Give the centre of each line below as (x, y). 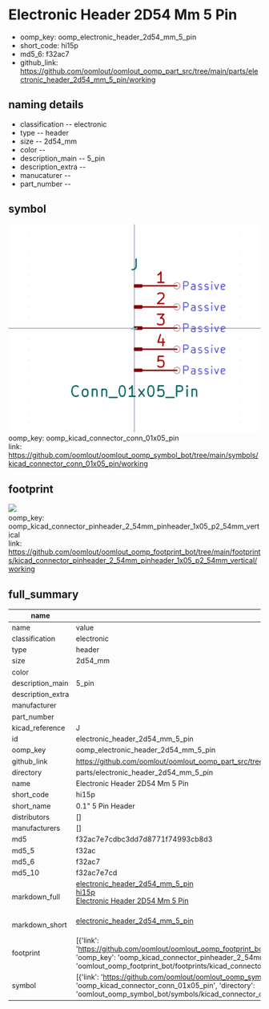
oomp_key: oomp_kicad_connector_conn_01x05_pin (94, 438)
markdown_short (39, 925)
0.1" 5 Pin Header (105, 806)
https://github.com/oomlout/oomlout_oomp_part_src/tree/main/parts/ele (139, 71)
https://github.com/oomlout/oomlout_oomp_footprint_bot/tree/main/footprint (134, 552)
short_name (31, 806)
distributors (31, 817)
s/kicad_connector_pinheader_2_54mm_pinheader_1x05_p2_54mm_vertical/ (133, 561)
